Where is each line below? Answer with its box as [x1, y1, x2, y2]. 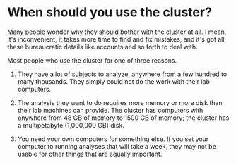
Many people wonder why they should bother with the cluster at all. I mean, [7, 28, 227, 36]
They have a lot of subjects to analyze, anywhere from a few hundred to [17, 70, 228, 78]
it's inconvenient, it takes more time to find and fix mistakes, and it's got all [7, 35, 225, 43]
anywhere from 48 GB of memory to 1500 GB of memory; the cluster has [17, 114, 230, 122]
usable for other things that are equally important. [17, 149, 163, 158]
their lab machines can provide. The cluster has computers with [17, 106, 203, 114]
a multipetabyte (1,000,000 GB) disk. [17, 121, 125, 129]
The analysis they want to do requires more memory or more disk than [17, 98, 223, 106]
